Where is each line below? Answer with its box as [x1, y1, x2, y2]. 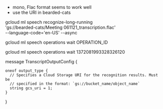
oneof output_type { [5, 68, 49, 73]
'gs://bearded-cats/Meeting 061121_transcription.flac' [5, 24, 116, 30]
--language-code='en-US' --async [5, 30, 78, 35]
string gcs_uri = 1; [10, 86, 53, 91]
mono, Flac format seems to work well [12, 4, 92, 10]
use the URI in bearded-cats [12, 9, 71, 15]
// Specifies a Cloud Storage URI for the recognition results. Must [10, 73, 158, 78]
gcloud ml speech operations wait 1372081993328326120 [5, 49, 125, 55]
